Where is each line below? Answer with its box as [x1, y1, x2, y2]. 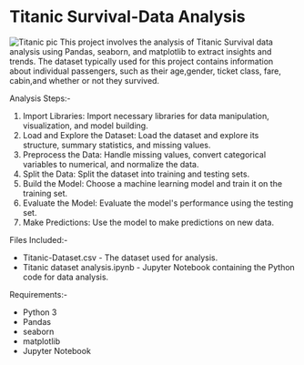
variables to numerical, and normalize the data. [22, 158, 199, 169]
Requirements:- [9, 289, 68, 299]
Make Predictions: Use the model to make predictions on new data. [22, 217, 275, 228]
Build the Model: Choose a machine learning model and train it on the [22, 177, 283, 188]
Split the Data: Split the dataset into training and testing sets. [22, 168, 250, 179]
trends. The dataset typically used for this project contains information [9, 56, 274, 66]
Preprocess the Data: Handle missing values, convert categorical [22, 148, 267, 160]
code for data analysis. [22, 271, 109, 282]
